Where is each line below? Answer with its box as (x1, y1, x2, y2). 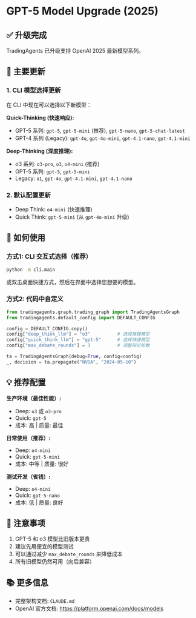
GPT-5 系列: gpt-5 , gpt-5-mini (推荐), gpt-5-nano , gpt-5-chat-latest (15, 127, 186, 134)
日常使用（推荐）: (6, 434, 51, 442)
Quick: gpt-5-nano (15, 491, 60, 499)
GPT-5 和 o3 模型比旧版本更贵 (15, 535, 90, 543)
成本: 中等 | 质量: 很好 (15, 460, 69, 467)
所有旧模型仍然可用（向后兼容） (15, 558, 95, 565)
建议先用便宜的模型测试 (15, 543, 74, 550)
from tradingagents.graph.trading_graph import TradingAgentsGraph (6, 309, 180, 315)
